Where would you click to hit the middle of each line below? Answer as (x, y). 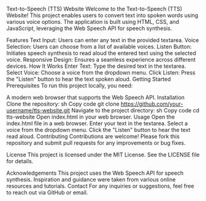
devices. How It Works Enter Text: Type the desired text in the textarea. (96, 66)
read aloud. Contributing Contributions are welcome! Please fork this (93, 136)
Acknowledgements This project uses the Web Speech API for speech (95, 173)
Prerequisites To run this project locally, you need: (70, 86)
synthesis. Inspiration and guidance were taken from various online (91, 179)
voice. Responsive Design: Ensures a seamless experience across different (101, 60)
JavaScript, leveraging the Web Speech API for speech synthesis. (89, 28)
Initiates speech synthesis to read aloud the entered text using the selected (101, 53)
